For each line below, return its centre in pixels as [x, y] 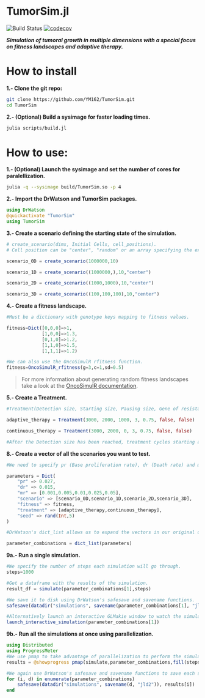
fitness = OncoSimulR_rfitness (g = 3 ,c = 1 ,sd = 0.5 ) [65, 368]
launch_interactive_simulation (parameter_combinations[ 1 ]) [83, 622]
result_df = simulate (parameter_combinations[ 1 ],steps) [79, 588]
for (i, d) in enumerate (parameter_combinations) [71, 679]
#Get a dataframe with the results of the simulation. [77, 583]
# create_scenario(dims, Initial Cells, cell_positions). [81, 244]
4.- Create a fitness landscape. [47, 306]
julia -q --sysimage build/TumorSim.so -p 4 [64, 187]
